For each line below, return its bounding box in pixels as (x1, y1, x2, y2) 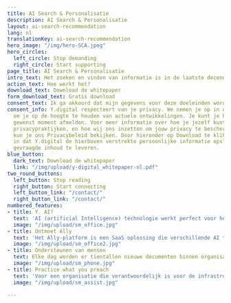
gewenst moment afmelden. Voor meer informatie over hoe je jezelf (13, 118, 211, 126)
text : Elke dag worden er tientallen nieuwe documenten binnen (13, 253, 198, 260)
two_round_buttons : (7, 170, 63, 177)
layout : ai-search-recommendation (7, 23, 107, 30)
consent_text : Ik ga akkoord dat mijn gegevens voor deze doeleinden (7, 100, 211, 107)
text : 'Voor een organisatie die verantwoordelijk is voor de (13, 273, 195, 280)
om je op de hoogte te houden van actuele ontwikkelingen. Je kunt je (13, 112, 220, 119)
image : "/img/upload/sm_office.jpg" (13, 221, 118, 228)
